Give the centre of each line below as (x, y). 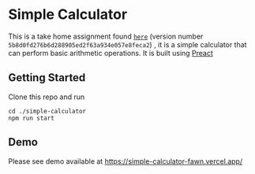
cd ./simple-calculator (47, 111)
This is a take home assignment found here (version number (106, 36)
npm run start (32, 118)
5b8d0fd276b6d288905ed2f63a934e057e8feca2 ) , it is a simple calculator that (127, 44)
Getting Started (47, 78)
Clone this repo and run (47, 97)
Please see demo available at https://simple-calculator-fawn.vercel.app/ (126, 161)
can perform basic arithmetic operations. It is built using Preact (111, 53)
